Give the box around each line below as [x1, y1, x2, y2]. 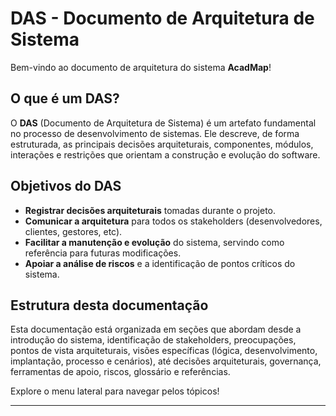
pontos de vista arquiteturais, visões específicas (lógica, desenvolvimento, [10, 345, 318, 357]
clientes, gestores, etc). [24, 225, 123, 237]
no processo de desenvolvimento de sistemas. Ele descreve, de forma [10, 127, 300, 139]
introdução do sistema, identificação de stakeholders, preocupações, [10, 334, 297, 346]
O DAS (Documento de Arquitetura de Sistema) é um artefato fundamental [10, 117, 317, 129]
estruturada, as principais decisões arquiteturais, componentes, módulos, [10, 138, 314, 150]
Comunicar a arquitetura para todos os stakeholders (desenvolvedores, [24, 215, 323, 227]
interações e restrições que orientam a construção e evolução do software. [10, 148, 321, 161]
